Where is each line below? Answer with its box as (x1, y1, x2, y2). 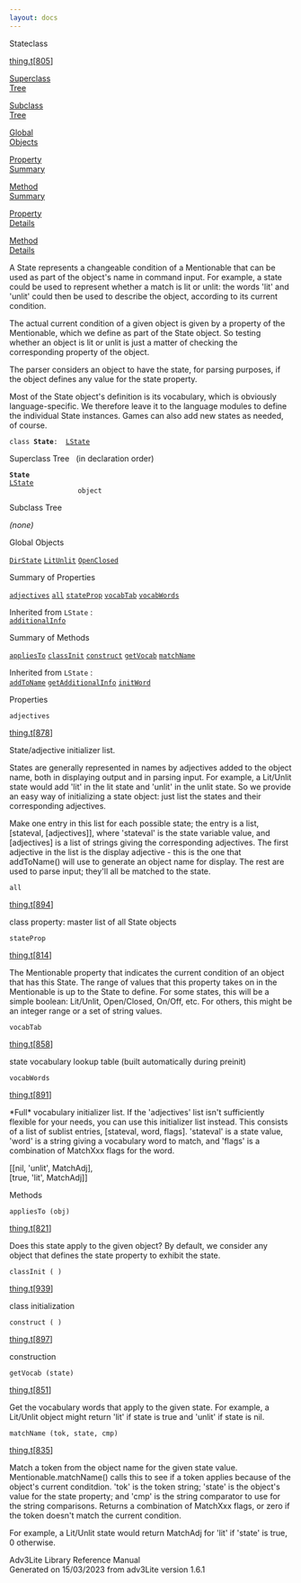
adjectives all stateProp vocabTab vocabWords (9, 591, 180, 600)
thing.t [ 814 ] (9, 950, 52, 960)
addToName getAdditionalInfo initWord (9, 678, 151, 687)
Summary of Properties (9, 571, 96, 582)
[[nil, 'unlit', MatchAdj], (9, 1162, 93, 1173)
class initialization (9, 1300, 75, 1311)
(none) (9, 519, 34, 530)
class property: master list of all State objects (9, 916, 177, 927)
